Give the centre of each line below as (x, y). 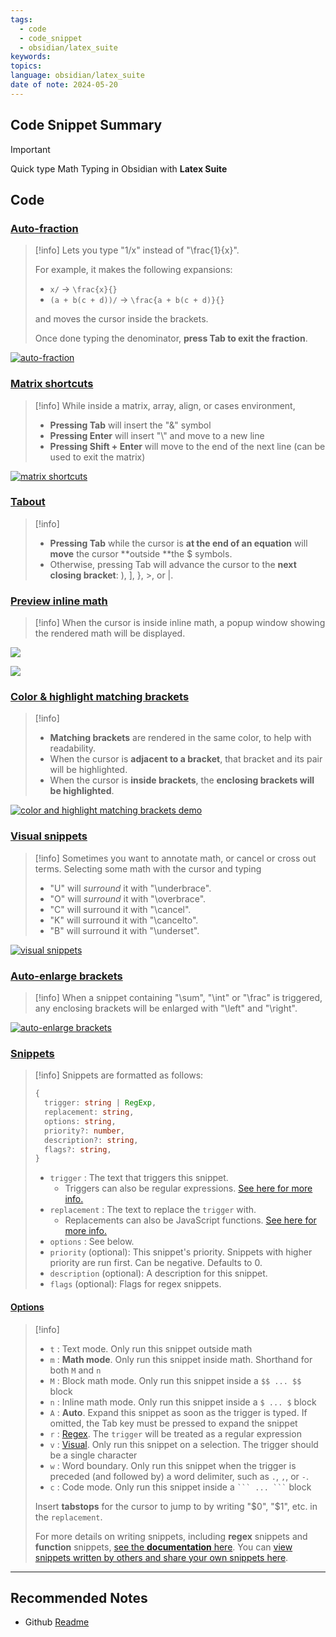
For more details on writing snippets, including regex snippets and (171, 1536)
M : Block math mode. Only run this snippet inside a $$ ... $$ (175, 1380)
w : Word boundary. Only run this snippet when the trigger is (173, 1465)
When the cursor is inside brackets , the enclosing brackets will (182, 780)
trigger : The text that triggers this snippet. (139, 1178)
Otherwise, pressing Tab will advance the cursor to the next (173, 564)
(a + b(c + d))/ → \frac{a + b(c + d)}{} (137, 300)
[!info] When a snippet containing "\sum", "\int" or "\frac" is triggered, (178, 998)
